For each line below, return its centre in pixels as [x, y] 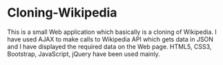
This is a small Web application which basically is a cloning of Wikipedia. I [112, 32]
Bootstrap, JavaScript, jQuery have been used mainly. [84, 54]
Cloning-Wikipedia [62, 13]
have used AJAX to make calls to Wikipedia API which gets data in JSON [110, 39]
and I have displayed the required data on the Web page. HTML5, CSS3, [109, 46]
